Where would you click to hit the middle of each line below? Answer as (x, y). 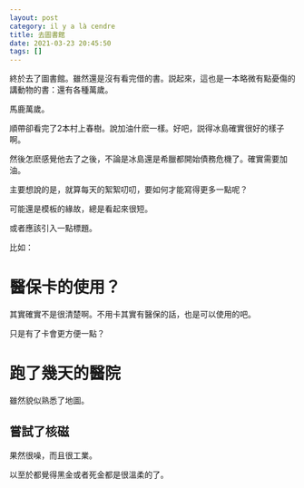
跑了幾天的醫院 (65, 374)
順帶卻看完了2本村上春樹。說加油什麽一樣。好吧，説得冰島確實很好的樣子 (147, 129)
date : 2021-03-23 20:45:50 (60, 43)
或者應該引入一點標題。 (53, 229)
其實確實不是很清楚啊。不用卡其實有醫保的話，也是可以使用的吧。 (132, 315)
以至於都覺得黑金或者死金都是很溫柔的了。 (89, 474)
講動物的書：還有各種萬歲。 (61, 90)
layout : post (34, 18)
